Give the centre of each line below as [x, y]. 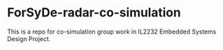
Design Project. [29, 38]
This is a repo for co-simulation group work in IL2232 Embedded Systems [112, 32]
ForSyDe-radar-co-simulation [94, 13]
